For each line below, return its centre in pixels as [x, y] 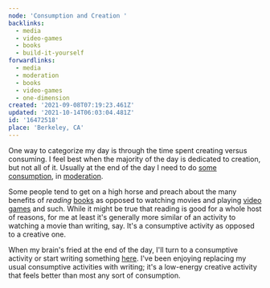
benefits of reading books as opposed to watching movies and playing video [135, 200]
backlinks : [27, 23]
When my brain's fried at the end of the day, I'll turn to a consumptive [123, 249]
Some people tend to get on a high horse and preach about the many [123, 191]
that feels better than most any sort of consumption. [94, 275]
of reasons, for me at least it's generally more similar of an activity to [122, 217]
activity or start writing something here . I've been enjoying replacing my [127, 258]
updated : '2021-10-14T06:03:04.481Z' [72, 113]
